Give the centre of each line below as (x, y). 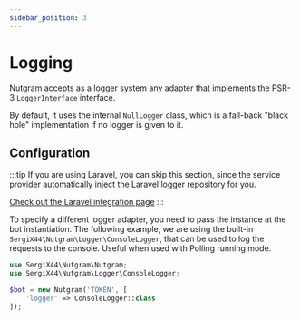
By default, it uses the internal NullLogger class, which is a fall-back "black (149, 115)
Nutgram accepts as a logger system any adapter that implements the (140, 88)
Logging (41, 62)
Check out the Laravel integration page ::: (87, 202)
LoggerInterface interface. (66, 97)
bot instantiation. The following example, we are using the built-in (131, 229)
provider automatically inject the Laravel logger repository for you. (133, 184)
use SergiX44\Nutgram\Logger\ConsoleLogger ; (95, 274)
